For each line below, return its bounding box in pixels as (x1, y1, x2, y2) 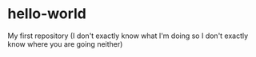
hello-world (7, 5, 87, 23)
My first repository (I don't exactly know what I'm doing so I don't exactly (7, 31, 249, 40)
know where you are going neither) (7, 39, 123, 48)
